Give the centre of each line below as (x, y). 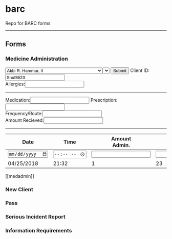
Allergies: (15, 84)
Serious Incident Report (35, 217)
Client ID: (140, 70)
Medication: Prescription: (61, 100)
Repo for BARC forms (28, 23)
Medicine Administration (37, 59)
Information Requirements (39, 231)
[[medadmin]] (20, 176)
